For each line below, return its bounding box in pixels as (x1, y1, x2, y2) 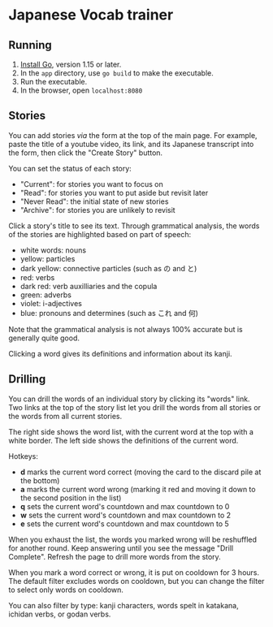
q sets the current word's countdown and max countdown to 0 (19, 501, 230, 511)
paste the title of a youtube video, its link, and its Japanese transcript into (8, 139, 254, 149)
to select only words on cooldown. (8, 585, 124, 595)
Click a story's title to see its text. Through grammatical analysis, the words (8, 221, 260, 231)
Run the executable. (19, 77, 88, 86)
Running (8, 38, 53, 52)
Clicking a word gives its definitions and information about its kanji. (8, 348, 233, 358)
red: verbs (19, 272, 55, 282)
